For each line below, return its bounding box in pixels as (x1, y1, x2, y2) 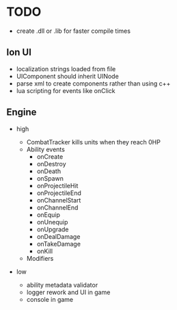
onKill (36, 247, 53, 255)
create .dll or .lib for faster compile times (16, 27, 131, 35)
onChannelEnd (36, 203, 79, 211)
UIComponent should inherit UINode (16, 72, 119, 80)
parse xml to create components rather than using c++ (16, 79, 171, 88)
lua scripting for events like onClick (16, 86, 115, 94)
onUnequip (36, 218, 68, 226)
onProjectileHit (36, 181, 79, 190)
